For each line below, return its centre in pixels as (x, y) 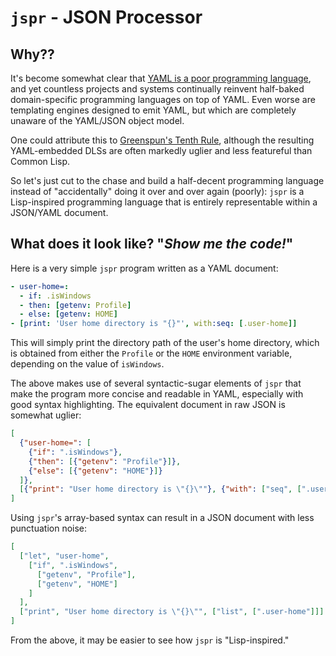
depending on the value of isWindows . (87, 364)
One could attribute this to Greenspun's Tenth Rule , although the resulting (162, 140)
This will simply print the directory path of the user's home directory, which (165, 343)
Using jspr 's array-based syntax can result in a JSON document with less (162, 518)
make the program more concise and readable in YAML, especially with (157, 394)
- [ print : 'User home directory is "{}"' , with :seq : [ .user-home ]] (154, 324)
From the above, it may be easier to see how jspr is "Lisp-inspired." (150, 640)
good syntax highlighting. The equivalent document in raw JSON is (148, 405)
